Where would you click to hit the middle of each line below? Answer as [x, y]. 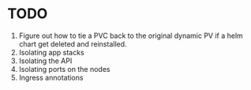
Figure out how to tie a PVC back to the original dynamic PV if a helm [131, 36]
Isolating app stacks [51, 52]
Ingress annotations [51, 77]
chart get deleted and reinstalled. [73, 43]
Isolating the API [45, 61]
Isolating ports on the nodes [64, 69]
